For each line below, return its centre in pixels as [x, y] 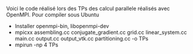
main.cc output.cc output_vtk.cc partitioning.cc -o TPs [82, 38]
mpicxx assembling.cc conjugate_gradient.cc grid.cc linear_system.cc [101, 32]
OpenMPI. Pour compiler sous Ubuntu [53, 15]
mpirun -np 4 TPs [36, 45]
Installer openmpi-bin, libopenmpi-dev [62, 26]
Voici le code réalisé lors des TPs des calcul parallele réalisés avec [88, 9]
